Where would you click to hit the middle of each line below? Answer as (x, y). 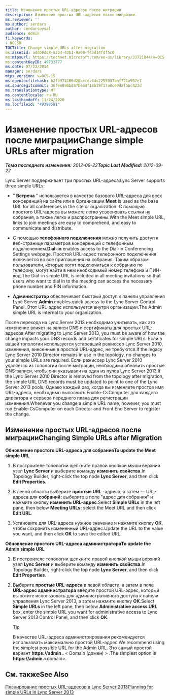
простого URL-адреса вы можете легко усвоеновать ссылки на (81, 212)
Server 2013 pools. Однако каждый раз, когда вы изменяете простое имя (84, 387)
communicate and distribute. (43, 228)
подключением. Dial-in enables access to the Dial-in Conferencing (83, 249)
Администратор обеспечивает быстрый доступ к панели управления (89, 296)
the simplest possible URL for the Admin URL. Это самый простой (82, 648)
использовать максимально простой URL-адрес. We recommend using (89, 642)
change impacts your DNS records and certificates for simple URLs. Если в (84, 339)
